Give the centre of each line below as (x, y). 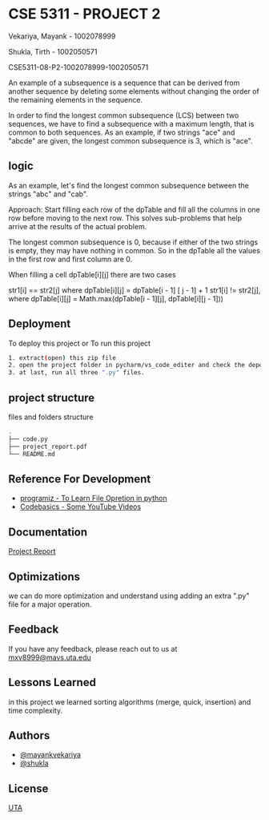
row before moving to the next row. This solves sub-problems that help (125, 218)
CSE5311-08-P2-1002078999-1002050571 (78, 67)
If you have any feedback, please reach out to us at (93, 648)
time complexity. (35, 710)
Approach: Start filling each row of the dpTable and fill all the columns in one (134, 209)
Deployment (40, 324)
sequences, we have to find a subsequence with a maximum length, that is (131, 123)
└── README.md (32, 454)
